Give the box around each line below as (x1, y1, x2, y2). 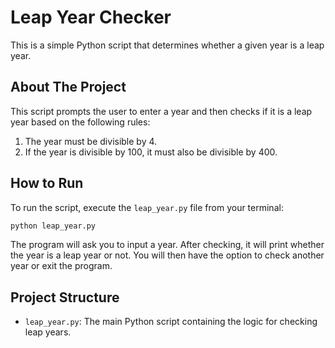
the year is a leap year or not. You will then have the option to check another (10, 249, 325, 261)
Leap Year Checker (10, 6, 172, 29)
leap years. (24, 326, 72, 338)
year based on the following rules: (10, 116, 151, 128)
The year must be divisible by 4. (24, 135, 158, 147)
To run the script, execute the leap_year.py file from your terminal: (10, 201, 284, 213)
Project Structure (10, 289, 120, 306)
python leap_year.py (10, 221, 97, 231)
